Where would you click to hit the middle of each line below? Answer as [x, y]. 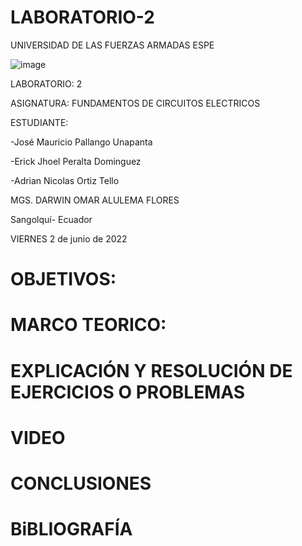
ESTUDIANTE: [39, 122]
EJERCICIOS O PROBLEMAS [128, 392]
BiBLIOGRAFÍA [71, 529]
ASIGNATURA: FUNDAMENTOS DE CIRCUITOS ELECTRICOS [135, 103]
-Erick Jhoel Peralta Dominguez [76, 161]
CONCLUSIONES [81, 483]
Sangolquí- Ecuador [51, 219]
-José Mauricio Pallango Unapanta [81, 142]
